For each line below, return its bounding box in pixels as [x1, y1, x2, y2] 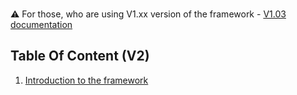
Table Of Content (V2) [10, 48, 150, 65]
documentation [10, 18, 73, 30]
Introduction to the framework [24, 74, 149, 86]
